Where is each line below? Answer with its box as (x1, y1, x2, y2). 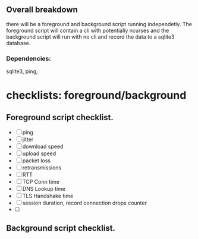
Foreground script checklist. (6, 112, 114, 122)
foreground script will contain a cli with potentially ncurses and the (6, 27, 169, 34)
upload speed (22, 150, 56, 157)
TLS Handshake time (22, 193, 74, 200)
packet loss (22, 157, 51, 164)
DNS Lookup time (22, 185, 65, 193)
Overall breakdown (6, 5, 78, 15)
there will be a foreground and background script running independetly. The (6, 20, 192, 27)
